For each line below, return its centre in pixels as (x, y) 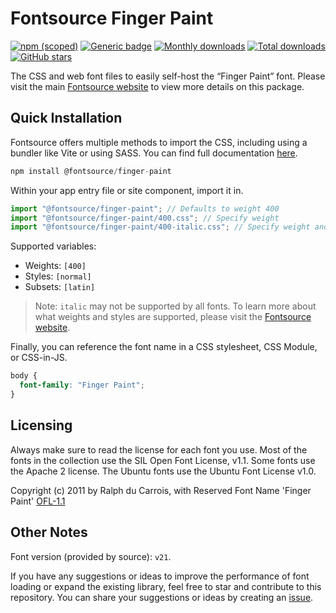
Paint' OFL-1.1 (38, 501)
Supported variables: (53, 246)
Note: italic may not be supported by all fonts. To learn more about (175, 306)
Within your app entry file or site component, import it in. (127, 190)
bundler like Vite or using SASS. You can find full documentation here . (154, 153)
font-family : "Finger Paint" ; (82, 385)
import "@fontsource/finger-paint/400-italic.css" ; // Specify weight (160, 227)
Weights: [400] (55, 266)
